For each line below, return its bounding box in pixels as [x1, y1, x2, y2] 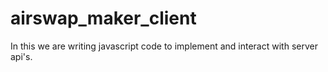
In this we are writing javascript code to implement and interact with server [10, 40, 318, 52]
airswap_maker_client [10, 7, 197, 30]
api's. [10, 50, 33, 62]
